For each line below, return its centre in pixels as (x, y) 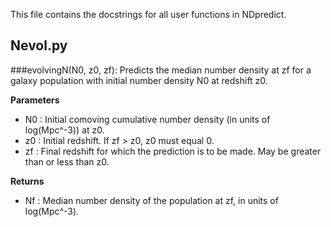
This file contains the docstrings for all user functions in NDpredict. (148, 14)
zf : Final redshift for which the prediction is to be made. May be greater (173, 151)
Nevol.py (39, 45)
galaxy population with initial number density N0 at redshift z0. (139, 80)
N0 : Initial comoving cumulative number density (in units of (147, 119)
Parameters (35, 100)
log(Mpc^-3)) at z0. (64, 130)
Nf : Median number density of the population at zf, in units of (151, 200)
